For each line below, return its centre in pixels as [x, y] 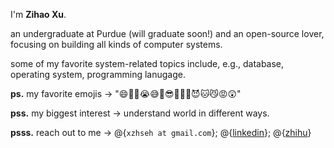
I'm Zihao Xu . [38, 14]
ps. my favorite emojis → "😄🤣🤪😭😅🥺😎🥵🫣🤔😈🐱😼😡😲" [126, 93]
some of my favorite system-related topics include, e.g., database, [147, 63]
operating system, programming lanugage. [98, 74]
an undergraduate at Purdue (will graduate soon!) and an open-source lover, [167, 33]
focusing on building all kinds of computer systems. [116, 44]
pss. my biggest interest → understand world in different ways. [140, 113]
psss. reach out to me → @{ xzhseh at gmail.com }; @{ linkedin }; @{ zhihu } [161, 132]
